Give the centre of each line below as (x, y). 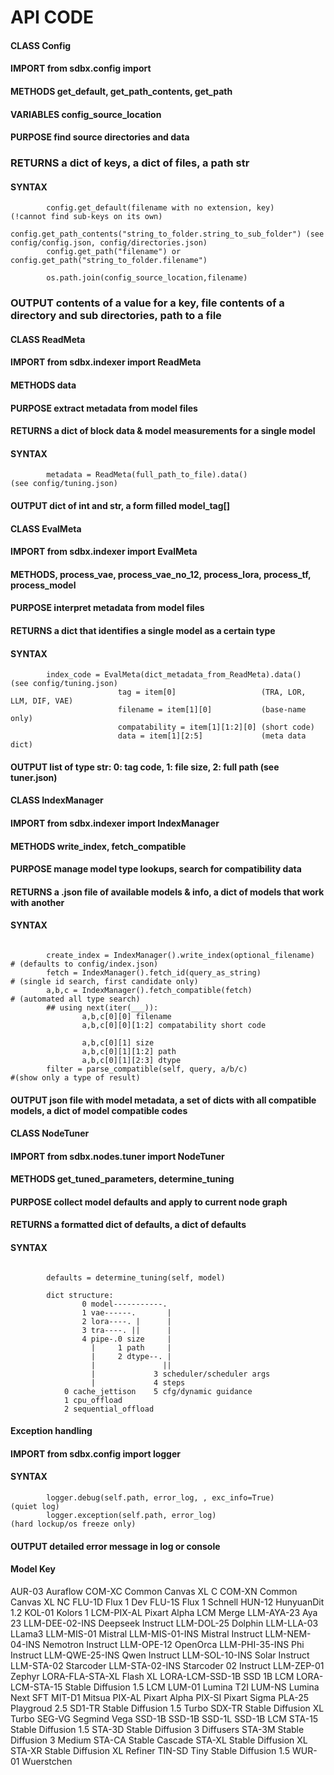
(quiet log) (35, 1507)
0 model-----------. (124, 1304)
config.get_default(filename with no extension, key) (160, 208)
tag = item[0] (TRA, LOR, (212, 692)
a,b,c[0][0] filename (126, 1016)
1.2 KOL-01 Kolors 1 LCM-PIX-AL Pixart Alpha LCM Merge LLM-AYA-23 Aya (164, 1612)
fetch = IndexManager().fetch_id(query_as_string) (154, 972)
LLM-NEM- (288, 1633)
